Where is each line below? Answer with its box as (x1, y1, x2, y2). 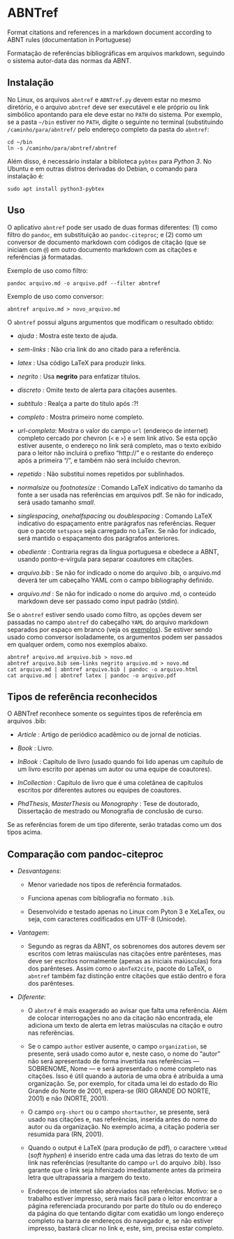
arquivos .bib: (7, 717, 47, 725)
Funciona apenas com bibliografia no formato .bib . (27, 894, 175, 902)
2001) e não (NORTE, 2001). (27, 1094, 108, 1103)
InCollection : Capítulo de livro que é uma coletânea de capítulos (17, 779, 204, 787)
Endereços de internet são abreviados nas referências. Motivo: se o (27, 1187, 223, 1196)
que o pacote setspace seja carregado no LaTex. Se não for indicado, (17, 526, 217, 534)
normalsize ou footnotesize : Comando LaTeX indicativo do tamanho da (17, 483, 224, 491)
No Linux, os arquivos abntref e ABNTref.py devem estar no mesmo (7, 95, 201, 104)
